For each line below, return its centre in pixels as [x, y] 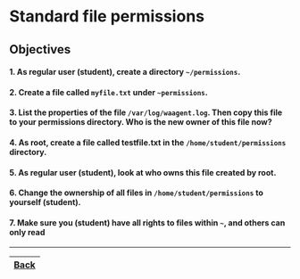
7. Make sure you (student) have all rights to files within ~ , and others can [147, 222]
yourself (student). [45, 202]
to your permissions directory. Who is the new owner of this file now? [141, 122]
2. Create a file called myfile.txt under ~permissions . [108, 92]
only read [27, 232]
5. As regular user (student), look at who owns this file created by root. [143, 172]
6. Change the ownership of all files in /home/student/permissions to [136, 193]
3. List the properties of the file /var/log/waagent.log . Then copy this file [146, 112]
